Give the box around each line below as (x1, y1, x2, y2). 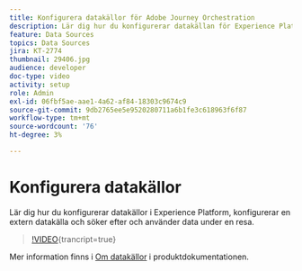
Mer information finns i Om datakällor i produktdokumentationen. (9, 251, 250, 262)
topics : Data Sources (9, 38, 91, 48)
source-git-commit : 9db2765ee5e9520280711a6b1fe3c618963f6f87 (9, 105, 247, 114)
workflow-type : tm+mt (9, 113, 91, 122)
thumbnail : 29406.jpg (9, 55, 91, 64)
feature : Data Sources (9, 30, 94, 39)
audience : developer (9, 64, 87, 73)
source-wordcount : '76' (9, 122, 99, 131)
